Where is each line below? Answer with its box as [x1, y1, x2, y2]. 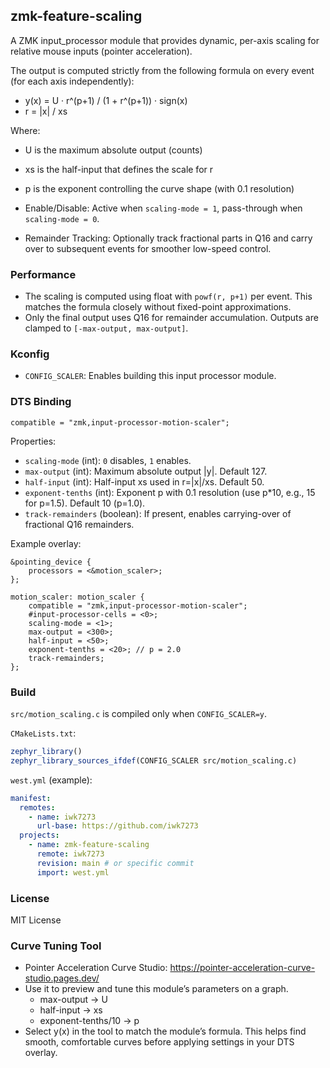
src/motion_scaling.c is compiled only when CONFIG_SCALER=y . [10, 708, 267, 719]
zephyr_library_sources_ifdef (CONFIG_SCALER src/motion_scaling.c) [10, 755, 298, 766]
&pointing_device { [10, 557, 92, 567]
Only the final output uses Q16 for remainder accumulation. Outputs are [24, 312, 319, 324]
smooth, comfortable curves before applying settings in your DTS [24, 1036, 295, 1048]
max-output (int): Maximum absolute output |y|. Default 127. [24, 465, 268, 477]
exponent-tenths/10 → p [39, 1015, 140, 1027]
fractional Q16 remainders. [24, 518, 135, 530]
